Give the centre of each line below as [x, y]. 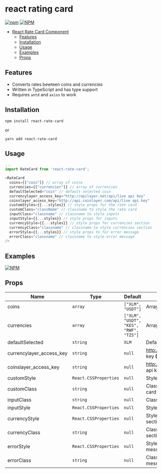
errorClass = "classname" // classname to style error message [72, 236]
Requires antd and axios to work [44, 94]
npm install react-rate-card [34, 121]
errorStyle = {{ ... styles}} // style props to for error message [74, 232]
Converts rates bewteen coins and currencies [57, 84]
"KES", [131, 325]
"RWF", [131, 330]
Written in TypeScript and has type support [55, 89]
